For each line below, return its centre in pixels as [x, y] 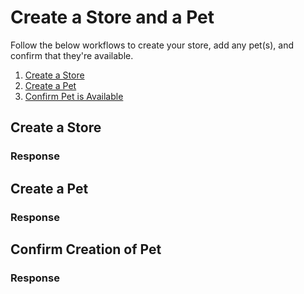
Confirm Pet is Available [74, 96]
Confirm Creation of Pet [86, 249]
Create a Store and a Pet [112, 17]
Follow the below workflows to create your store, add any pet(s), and [152, 45]
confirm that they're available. [72, 55]
